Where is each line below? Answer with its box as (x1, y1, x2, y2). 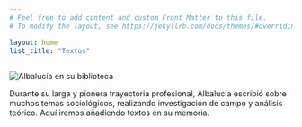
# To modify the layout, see (9, 22, 119, 31)
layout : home (9, 38, 58, 47)
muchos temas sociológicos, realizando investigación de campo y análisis (9, 98, 283, 109)
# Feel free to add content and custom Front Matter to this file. (9, 13, 268, 23)
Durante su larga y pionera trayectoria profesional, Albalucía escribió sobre (9, 88, 288, 99)
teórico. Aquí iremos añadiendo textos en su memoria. (9, 107, 209, 118)
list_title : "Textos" (9, 46, 91, 55)
